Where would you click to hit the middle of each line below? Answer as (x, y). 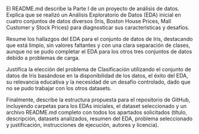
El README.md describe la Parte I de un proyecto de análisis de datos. (93, 9)
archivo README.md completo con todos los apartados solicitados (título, (97, 112)
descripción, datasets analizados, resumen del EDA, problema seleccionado (99, 119)
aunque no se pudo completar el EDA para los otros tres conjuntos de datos (99, 52)
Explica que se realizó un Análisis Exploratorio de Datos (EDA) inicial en (94, 15)
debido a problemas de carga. (43, 58)
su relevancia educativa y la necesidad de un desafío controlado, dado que (98, 82)
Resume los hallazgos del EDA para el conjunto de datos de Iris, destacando (99, 39)
